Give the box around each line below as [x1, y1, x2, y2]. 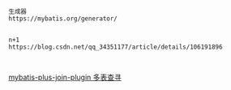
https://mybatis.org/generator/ [8, 15, 118, 23]
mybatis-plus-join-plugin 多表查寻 [8, 72, 122, 82]
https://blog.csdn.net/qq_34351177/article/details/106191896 [8, 43, 223, 51]
